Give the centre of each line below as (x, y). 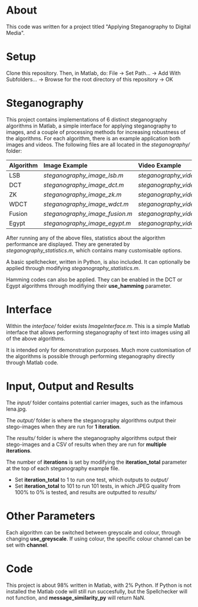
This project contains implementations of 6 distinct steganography (87, 119)
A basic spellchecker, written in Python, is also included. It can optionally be (98, 262)
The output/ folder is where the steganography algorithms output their (91, 420)
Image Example (65, 165)
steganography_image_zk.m (82, 194)
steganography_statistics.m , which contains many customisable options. (94, 250)
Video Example (160, 165)
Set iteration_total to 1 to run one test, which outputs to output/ (91, 480)
